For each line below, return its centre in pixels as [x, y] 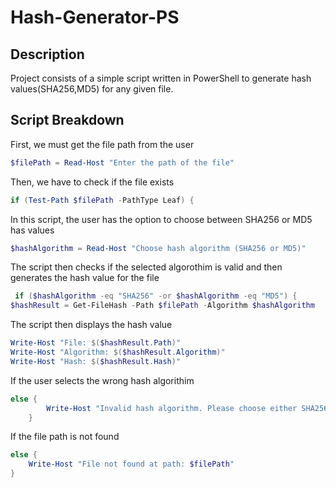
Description [47, 54]
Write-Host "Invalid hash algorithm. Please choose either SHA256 [187, 408]
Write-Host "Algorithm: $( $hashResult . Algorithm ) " [118, 352]
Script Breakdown [67, 120]
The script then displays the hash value [91, 325]
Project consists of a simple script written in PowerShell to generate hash [161, 78]
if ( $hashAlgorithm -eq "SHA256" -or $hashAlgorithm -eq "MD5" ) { [156, 296]
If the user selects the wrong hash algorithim [102, 380]
